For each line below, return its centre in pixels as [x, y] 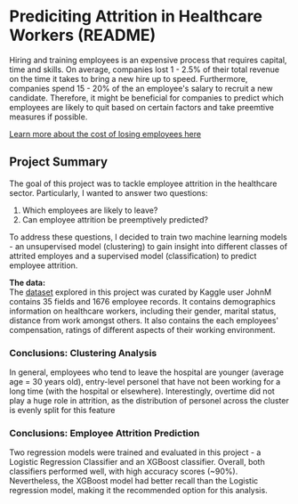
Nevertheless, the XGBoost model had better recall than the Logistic [134, 481]
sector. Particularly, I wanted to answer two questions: [109, 192]
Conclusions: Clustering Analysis [83, 353]
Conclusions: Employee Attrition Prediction [105, 433]
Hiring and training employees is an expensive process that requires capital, [148, 60]
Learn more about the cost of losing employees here [105, 134]
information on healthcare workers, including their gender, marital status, [143, 311]
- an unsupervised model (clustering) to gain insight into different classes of [148, 246]
